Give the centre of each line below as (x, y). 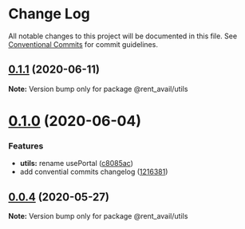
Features (26, 146)
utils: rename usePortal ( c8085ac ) (77, 164)
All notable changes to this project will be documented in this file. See (123, 36)
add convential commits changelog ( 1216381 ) (94, 172)
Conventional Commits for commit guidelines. (83, 44)
